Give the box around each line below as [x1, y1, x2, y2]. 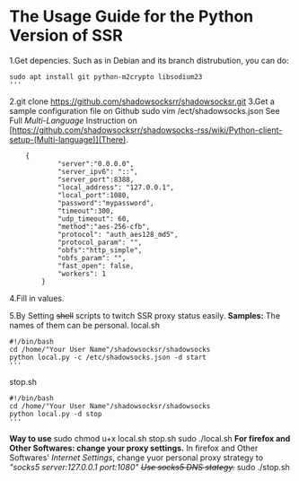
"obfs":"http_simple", [57, 245, 143, 255]
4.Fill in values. [9, 293, 65, 303]
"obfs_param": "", [57, 253, 127, 262]
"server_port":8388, [57, 175, 135, 184]
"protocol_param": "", [57, 238, 143, 247]
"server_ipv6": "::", [57, 167, 139, 176]
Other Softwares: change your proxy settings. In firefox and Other [9, 442, 259, 453]
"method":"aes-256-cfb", [57, 222, 151, 231]
